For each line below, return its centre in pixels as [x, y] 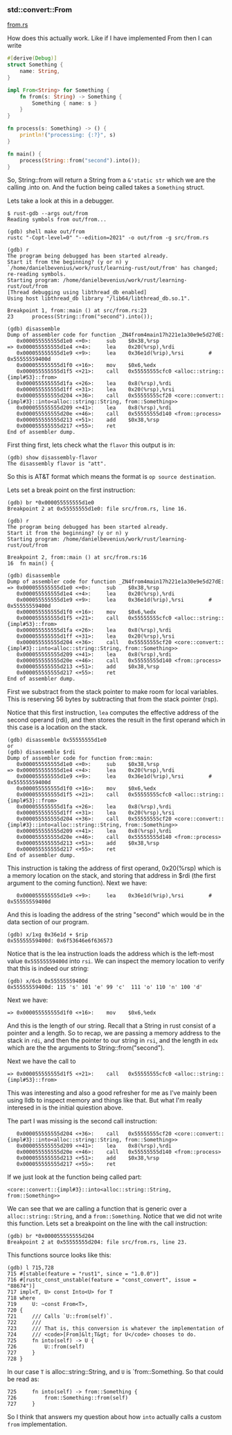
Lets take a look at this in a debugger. [61, 201]
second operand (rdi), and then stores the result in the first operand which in [116, 720]
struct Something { [35, 65]
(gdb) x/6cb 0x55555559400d [48, 981]
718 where [21, 1298]
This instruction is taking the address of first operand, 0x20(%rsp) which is [114, 868]
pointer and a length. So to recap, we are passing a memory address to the [114, 1033]
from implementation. [37, 1425]
